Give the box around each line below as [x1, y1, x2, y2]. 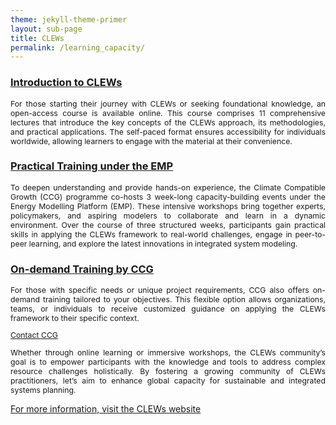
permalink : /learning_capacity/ [10, 42, 145, 53]
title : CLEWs [10, 33, 65, 43]
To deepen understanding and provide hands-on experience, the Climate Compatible [10, 182, 326, 193]
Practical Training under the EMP [10, 159, 174, 173]
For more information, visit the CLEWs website [10, 402, 202, 415]
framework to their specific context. [10, 313, 140, 324]
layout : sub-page [10, 24, 83, 34]
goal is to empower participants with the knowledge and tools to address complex [10, 356, 326, 367]
